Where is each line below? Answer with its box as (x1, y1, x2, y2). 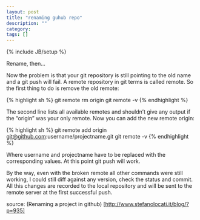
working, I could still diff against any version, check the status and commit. (6, 176, 193, 183)
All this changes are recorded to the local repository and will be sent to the (6, 182, 193, 190)
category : (6, 26, 32, 32)
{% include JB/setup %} (6, 48, 67, 55)
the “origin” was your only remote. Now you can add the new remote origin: (6, 115, 195, 122)
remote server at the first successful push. (6, 189, 113, 196)
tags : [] (6, 32, 28, 38)
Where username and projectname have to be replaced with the (6, 151, 165, 159)
